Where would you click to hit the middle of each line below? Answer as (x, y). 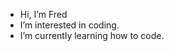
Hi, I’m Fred (43, 14)
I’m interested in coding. (69, 25)
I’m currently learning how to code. (92, 35)
